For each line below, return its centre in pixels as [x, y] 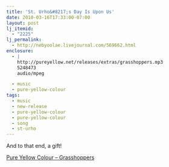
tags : [13, 96]
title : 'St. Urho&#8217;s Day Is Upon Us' [60, 12]
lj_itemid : [20, 29]
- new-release [29, 106]
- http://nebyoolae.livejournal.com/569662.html [74, 46]
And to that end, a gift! [34, 146]
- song [20, 123]
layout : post [23, 23]
